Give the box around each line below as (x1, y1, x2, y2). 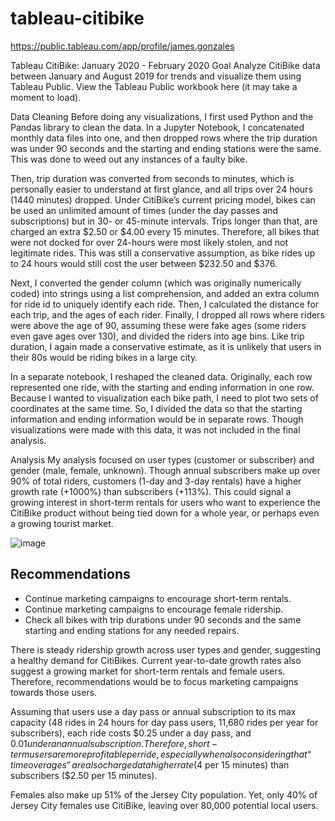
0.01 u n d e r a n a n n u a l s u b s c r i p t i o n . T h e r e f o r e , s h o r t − (10, 737, 218, 749)
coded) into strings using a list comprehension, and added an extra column (10, 287, 320, 299)
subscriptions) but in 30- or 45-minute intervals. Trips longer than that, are (10, 215, 318, 227)
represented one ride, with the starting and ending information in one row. (10, 381, 315, 393)
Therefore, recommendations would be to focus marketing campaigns (10, 675, 299, 687)
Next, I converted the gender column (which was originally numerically (10, 277, 302, 289)
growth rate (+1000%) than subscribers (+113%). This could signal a (10, 485, 292, 497)
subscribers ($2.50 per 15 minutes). (10, 769, 158, 781)
